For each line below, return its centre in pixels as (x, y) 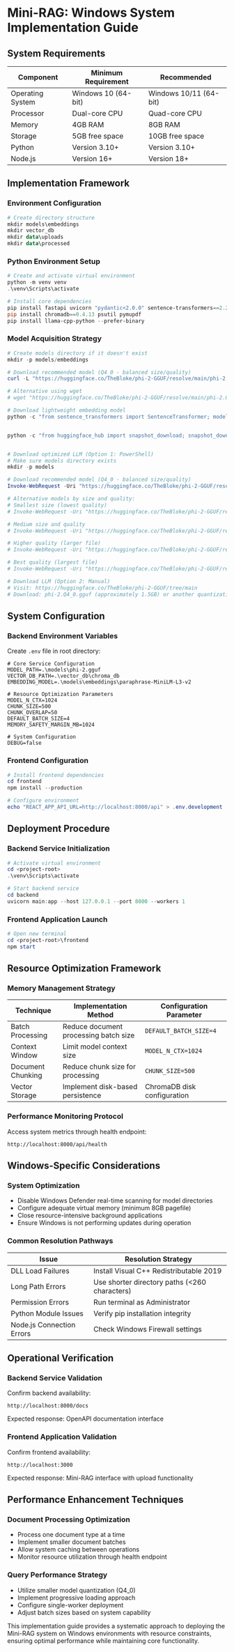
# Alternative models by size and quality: (71, 499)
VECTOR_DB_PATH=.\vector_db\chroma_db (63, 676)
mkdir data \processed (39, 244)
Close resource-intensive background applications (90, 1215)
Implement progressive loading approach (76, 1598)
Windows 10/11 (175, 93)
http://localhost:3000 (40, 1465)
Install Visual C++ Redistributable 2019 (158, 1271)
